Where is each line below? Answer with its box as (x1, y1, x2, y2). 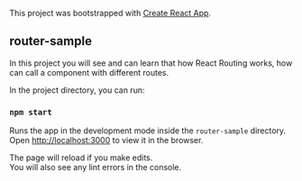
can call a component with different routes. (9, 67, 169, 77)
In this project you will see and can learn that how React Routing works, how (9, 58, 293, 68)
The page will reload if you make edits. (9, 152, 153, 163)
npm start (9, 107, 52, 117)
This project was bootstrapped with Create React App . (9, 8, 212, 18)
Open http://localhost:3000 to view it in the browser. (9, 135, 204, 146)
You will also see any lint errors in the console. (9, 162, 182, 173)
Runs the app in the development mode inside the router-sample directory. (9, 125, 287, 136)
